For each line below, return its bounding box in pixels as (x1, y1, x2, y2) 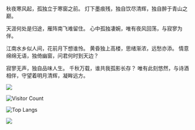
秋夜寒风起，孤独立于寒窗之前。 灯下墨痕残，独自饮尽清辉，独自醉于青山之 (6, 5, 188, 12)
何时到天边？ (67, 52, 99, 59)
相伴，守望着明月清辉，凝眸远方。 (6, 72, 89, 79)
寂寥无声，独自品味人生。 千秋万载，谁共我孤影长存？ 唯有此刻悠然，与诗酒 (6, 65, 189, 72)
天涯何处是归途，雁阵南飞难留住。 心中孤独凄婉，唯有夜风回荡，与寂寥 (6, 25, 177, 32)
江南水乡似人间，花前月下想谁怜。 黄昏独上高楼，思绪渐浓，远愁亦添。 (6, 45, 177, 52)
